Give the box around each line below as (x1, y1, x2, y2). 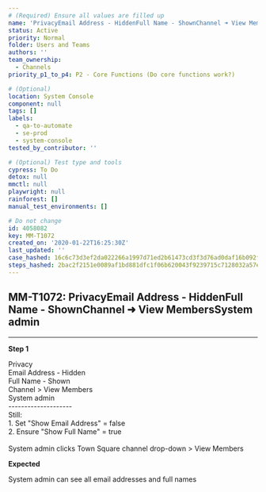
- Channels (15, 63, 51, 71)
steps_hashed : (8, 261, 55, 269)
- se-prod (15, 129, 47, 137)
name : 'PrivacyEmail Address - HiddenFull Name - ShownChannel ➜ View (8, 19, 246, 27)
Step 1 (8, 344, 29, 353)
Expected (8, 459, 41, 468)
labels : (8, 114, 34, 123)
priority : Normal (8, 33, 66, 42)
